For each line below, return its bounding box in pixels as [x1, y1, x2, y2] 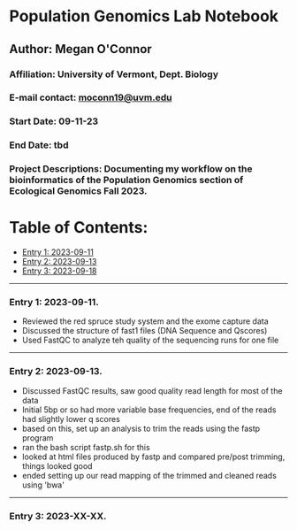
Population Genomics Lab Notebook [9, 6, 279, 27]
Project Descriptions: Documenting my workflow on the [9, 163, 253, 175]
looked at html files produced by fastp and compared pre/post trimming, [21, 451, 286, 462]
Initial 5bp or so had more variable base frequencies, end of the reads [21, 404, 277, 415]
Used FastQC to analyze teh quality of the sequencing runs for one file [21, 334, 279, 346]
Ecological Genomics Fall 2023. [9, 185, 148, 197]
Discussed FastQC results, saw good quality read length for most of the [21, 385, 283, 396]
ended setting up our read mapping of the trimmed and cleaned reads [21, 470, 277, 480]
